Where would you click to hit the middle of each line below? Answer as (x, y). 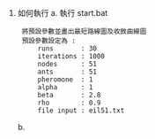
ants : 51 (67, 72)
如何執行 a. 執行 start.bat (63, 13)
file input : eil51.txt (81, 111)
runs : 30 (67, 49)
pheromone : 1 (65, 80)
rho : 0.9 (69, 103)
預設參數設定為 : (49, 41)
